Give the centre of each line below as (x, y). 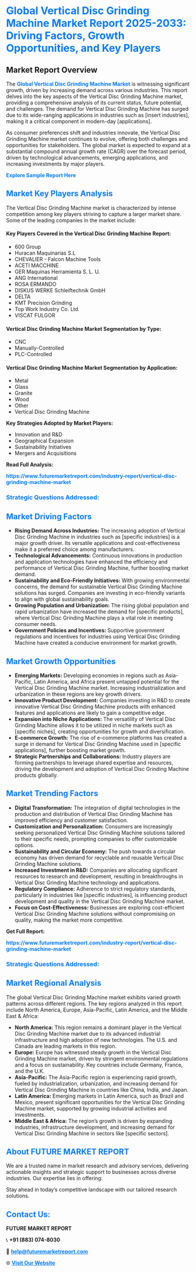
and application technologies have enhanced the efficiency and (91, 562)
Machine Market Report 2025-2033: (96, 23)
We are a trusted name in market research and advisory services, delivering (97, 1166)
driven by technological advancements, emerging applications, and (87, 158)
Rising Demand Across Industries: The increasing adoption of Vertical (100, 531)
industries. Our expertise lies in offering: (54, 1178)
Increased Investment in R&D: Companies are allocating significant (96, 870)
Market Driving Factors (49, 517)
